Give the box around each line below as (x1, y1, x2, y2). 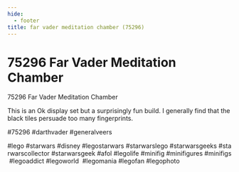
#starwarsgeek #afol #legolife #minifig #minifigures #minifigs (51, 149, 232, 158)
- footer (14, 17, 40, 24)
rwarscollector (7, 149, 50, 158)
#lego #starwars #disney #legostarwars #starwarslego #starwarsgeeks (7, 141, 217, 150)
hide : (7, 10, 23, 18)
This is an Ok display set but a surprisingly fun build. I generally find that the (7, 107, 230, 115)
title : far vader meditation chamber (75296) (7, 23, 144, 31)
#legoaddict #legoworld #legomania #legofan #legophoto (9, 157, 180, 166)
